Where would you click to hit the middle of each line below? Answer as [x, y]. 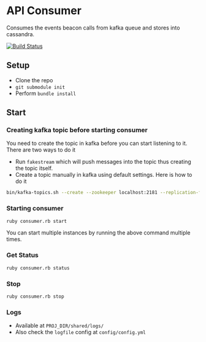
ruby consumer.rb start [37, 221]
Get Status [22, 255]
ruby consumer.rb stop [35, 296]
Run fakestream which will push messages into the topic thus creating [103, 162]
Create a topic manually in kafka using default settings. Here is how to [104, 175]
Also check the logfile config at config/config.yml [80, 332]
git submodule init [40, 87]
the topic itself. [34, 168]
